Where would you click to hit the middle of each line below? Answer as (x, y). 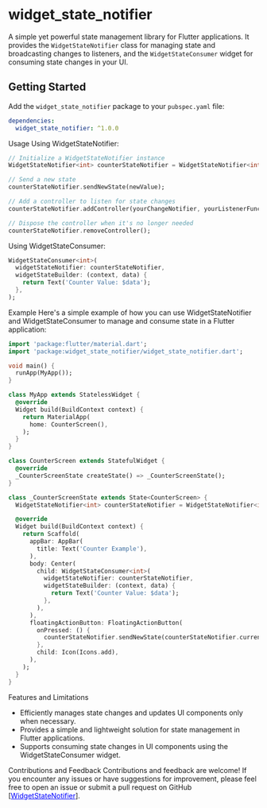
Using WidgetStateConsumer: (57, 246)
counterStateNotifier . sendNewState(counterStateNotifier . (141, 638)
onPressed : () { (64, 630)
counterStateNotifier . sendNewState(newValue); (87, 187)
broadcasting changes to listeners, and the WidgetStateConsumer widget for (131, 53)
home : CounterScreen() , (69, 424)
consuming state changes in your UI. (68, 62)
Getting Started (47, 87)
